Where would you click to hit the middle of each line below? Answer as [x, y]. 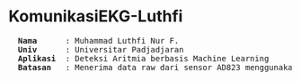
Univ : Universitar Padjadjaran [101, 49]
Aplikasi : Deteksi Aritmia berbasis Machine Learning [143, 58]
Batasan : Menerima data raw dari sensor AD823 [129, 67]
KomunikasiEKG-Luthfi [96, 16]
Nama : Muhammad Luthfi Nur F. [98, 40]
